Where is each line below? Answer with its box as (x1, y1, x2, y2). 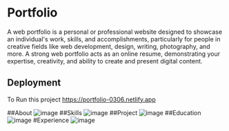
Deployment (7, 77, 61, 89)
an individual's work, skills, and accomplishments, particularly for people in (7, 34, 221, 43)
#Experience (33, 116, 70, 124)
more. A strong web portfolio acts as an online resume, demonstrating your (7, 50, 221, 58)
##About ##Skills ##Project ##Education (7, 108, 201, 117)
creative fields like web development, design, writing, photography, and (7, 42, 210, 50)
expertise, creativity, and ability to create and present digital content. (7, 57, 203, 65)
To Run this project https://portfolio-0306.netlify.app (7, 95, 157, 103)
